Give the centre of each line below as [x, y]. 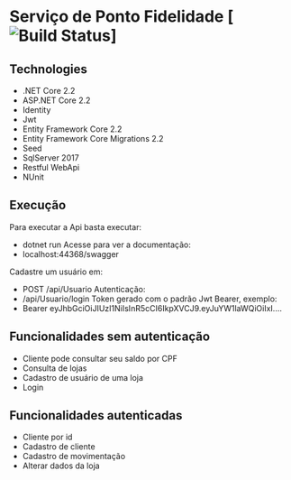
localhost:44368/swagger [71, 254]
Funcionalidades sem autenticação [109, 337]
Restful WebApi [51, 167]
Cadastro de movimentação [74, 457]
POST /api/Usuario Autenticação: [84, 289]
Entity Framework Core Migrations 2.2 [93, 138]
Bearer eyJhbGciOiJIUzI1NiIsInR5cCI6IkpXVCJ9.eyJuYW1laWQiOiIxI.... [152, 308]
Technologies [49, 69]
